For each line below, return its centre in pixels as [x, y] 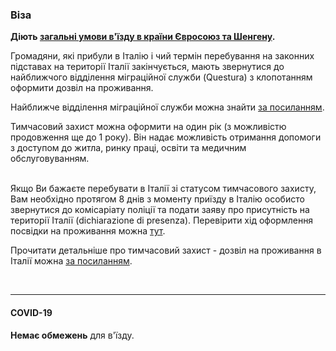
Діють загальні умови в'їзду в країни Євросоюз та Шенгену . [143, 37]
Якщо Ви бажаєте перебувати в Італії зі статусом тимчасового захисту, [163, 189]
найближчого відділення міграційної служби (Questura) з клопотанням [161, 77]
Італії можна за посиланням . [71, 261]
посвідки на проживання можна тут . [88, 231]
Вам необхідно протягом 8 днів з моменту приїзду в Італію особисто [157, 199]
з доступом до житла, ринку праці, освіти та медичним [128, 148]
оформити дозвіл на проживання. [82, 88]
